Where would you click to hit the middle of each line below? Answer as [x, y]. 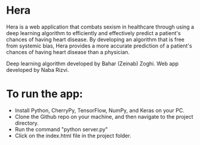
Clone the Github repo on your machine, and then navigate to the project [104, 116]
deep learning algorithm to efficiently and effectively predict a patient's [93, 33]
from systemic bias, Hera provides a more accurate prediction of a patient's [99, 46]
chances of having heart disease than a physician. [68, 52]
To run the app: [45, 94]
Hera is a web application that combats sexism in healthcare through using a [100, 27]
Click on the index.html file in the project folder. [73, 135]
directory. [27, 123]
